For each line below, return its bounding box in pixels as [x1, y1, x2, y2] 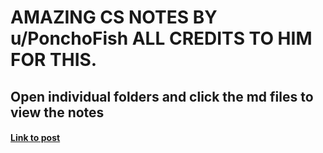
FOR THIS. [10, 49, 98, 71]
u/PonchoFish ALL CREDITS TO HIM [10, 27, 313, 50]
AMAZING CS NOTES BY [10, 6, 218, 29]
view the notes [10, 104, 105, 121]
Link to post [10, 132, 61, 144]
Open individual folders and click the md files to [10, 88, 314, 105]
